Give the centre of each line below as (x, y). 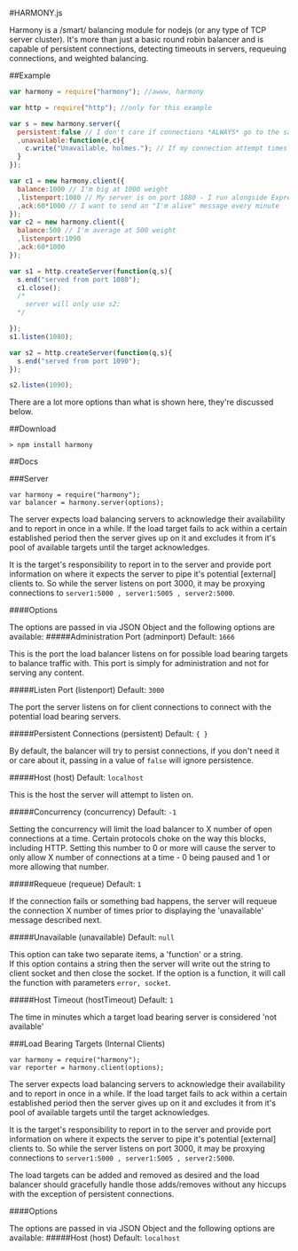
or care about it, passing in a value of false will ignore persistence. (132, 760)
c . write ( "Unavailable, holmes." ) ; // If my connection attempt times (157, 149)
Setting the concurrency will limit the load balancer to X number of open (141, 830)
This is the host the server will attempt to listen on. (101, 795)
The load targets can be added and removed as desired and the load (134, 1176)
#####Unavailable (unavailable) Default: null (92, 937)
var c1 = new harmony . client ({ (67, 181)
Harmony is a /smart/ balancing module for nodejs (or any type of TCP (138, 30)
